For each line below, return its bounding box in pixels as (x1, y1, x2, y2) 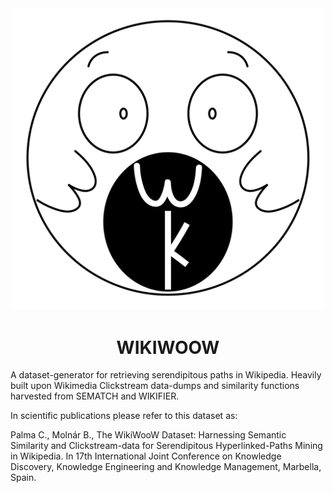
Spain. (10, 472, 37, 484)
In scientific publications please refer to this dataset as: (10, 410, 238, 422)
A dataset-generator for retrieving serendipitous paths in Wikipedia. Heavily (10, 369, 322, 381)
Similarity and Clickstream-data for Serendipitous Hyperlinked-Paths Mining (10, 440, 323, 452)
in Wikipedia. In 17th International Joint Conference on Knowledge (10, 450, 282, 462)
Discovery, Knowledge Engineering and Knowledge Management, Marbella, (10, 461, 322, 473)
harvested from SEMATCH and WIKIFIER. (10, 390, 180, 402)
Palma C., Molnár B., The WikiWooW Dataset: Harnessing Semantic (10, 429, 287, 441)
